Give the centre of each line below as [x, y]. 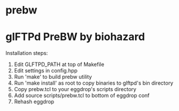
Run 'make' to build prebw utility [53, 77]
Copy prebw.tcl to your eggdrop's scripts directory [75, 89]
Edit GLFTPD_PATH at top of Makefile [59, 64]
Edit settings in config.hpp [45, 71]
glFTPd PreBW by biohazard [75, 37]
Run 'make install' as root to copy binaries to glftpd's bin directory [94, 83]
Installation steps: [27, 53]
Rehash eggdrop [34, 102]
